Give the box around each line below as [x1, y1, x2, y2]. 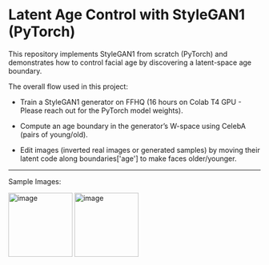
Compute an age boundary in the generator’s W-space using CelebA [19, 121, 247, 130]
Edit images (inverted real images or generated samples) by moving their [19, 145, 260, 155]
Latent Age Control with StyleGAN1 [8, 6, 246, 24]
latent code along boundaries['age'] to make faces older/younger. [19, 154, 237, 163]
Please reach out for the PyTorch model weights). [19, 106, 183, 115]
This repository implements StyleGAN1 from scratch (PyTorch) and [8, 49, 228, 58]
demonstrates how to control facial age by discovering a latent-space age [8, 58, 252, 67]
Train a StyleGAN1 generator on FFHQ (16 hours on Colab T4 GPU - [19, 97, 242, 106]
